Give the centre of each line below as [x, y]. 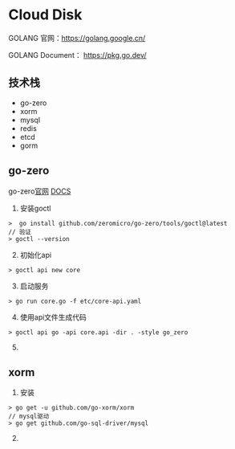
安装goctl [35, 208]
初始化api [36, 255]
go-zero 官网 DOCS [40, 191]
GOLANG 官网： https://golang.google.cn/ [77, 38]
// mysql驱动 [29, 416]
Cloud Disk [45, 15]
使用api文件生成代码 [53, 317]
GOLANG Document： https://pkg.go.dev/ [77, 55]
